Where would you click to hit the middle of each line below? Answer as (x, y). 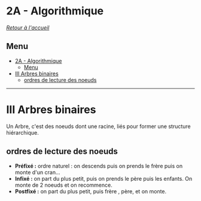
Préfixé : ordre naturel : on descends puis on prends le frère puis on (99, 166)
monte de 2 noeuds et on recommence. (63, 185)
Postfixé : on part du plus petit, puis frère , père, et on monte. (91, 191)
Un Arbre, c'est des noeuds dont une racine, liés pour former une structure (99, 126)
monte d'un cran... (38, 172)
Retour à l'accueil (28, 28)
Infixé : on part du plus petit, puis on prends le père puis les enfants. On (103, 178)
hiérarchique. (22, 132)
